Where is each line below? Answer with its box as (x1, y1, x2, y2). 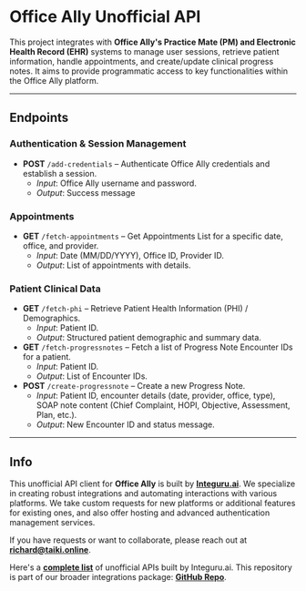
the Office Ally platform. (9, 75, 99, 86)
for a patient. (22, 352, 71, 362)
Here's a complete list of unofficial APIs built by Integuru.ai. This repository (9, 562, 293, 573)
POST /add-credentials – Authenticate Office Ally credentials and (22, 158, 270, 169)
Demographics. (22, 312, 81, 324)
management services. (9, 517, 96, 528)
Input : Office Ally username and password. (36, 178, 198, 189)
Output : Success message (36, 187, 136, 198)
